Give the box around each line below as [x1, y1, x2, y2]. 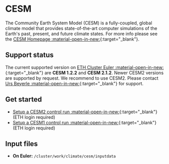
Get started [5, 95, 42, 104]
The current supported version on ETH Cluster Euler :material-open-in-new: [5, 64, 164, 70]
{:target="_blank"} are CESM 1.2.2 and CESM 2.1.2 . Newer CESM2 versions [5, 70, 164, 76]
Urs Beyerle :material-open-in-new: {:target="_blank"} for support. [5, 80, 144, 86]
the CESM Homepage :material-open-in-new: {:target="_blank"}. [5, 36, 140, 42]
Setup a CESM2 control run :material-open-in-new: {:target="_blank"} [12, 109, 158, 115]
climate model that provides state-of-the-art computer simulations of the [5, 25, 157, 31]
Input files [5, 139, 38, 148]
